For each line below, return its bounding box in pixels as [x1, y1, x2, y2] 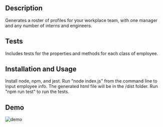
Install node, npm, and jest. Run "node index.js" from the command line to [5, 78, 157, 84]
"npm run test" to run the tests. [5, 88, 69, 94]
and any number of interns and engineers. [5, 22, 92, 28]
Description [5, 4, 43, 12]
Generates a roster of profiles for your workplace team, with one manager [5, 17, 158, 23]
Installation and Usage [5, 65, 77, 73]
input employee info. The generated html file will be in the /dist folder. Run [5, 83, 158, 89]
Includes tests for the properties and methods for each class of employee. [5, 50, 158, 56]
